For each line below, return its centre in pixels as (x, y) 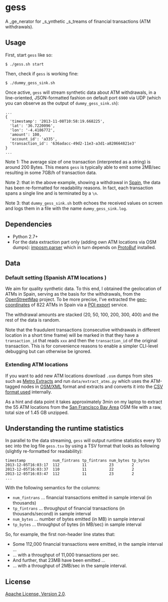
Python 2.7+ (25, 236)
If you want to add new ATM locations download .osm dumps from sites (79, 376)
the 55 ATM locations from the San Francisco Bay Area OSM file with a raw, (83, 407)
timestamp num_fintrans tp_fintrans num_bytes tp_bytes (78, 461)
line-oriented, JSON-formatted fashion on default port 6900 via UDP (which (83, 97)
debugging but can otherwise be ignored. (48, 351)
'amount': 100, (26, 134)
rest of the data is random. (33, 320)
